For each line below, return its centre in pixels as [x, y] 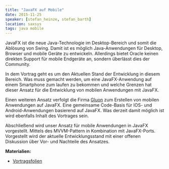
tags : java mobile [24, 29]
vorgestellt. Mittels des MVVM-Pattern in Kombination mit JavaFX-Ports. [80, 131]
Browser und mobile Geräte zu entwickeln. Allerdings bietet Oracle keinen [82, 54]
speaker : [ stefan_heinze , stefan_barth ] [48, 19]
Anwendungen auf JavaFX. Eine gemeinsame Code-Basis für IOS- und [79, 105]
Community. [18, 64]
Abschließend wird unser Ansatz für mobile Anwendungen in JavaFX [77, 126]
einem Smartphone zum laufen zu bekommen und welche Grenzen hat [78, 85]
